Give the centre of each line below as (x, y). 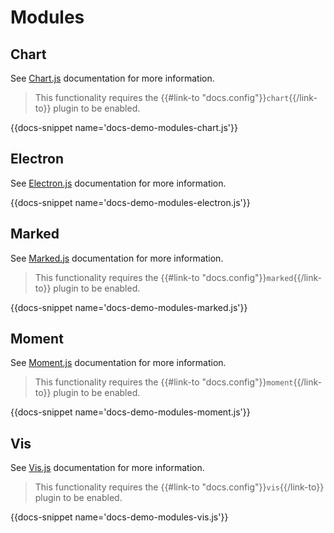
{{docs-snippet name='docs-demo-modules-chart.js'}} (124, 127)
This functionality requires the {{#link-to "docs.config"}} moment (164, 382)
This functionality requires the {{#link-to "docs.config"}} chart (162, 97)
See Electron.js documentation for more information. (118, 183)
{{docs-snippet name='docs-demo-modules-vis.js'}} (119, 517)
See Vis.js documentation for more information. (107, 468)
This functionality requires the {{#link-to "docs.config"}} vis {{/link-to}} (179, 487)
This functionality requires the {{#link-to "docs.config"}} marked (164, 277)
